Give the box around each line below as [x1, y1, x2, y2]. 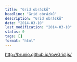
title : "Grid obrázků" [5, 7, 51, 12]
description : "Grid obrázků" [5, 16, 64, 21]
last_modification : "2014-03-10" [5, 25, 72, 30]
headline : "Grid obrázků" [5, 12, 57, 16]
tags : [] [5, 34, 23, 39]
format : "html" [5, 38, 36, 43]
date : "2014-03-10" [5, 20, 44, 25]
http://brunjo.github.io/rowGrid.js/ [5, 51, 72, 57]
